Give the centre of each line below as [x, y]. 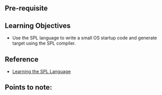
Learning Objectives [38, 26]
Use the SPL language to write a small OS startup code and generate [84, 38]
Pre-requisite [26, 8]
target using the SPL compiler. [44, 43]
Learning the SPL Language [41, 72]
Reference [22, 59]
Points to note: [28, 88]
